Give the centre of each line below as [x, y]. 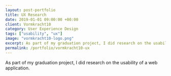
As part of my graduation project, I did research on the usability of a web [81, 62]
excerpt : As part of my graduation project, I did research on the [78, 43]
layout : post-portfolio [31, 10]
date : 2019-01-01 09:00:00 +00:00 [42, 19]
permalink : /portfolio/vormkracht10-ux [48, 48]
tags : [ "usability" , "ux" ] [34, 34]
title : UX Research [26, 15]
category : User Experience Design [42, 29]
